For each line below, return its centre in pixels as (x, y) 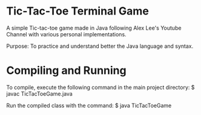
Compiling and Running (66, 71)
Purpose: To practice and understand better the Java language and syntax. (100, 46)
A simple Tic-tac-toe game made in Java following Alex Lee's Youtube (94, 28)
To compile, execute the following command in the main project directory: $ (100, 87)
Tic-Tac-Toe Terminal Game (78, 11)
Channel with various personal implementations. (66, 34)
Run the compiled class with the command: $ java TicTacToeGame (89, 105)
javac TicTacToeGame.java (39, 94)
